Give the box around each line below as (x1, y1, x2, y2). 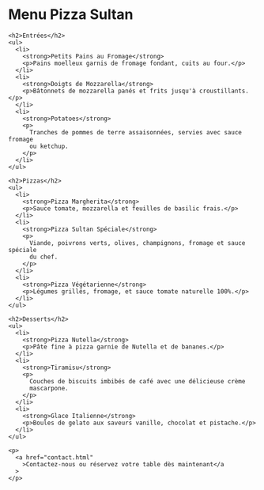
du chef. (28, 253, 58, 261)
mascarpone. (28, 384, 69, 392)
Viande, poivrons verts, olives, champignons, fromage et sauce (28, 239, 246, 247)
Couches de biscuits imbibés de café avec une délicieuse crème (28, 377, 246, 385)
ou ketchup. (28, 142, 69, 150)
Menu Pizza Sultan (8, 6, 134, 24)
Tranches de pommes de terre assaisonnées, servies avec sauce (28, 128, 243, 136)
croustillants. (198, 87, 249, 95)
